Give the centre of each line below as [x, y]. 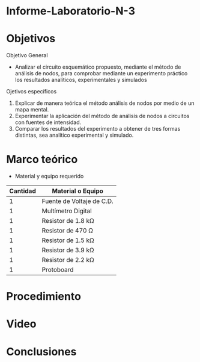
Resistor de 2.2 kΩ [68, 260]
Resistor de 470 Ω [68, 231]
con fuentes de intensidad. [48, 122]
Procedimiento [44, 297]
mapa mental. [32, 110]
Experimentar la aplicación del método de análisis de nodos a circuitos [102, 116]
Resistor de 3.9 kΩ [68, 250]
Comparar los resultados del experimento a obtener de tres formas [98, 129]
